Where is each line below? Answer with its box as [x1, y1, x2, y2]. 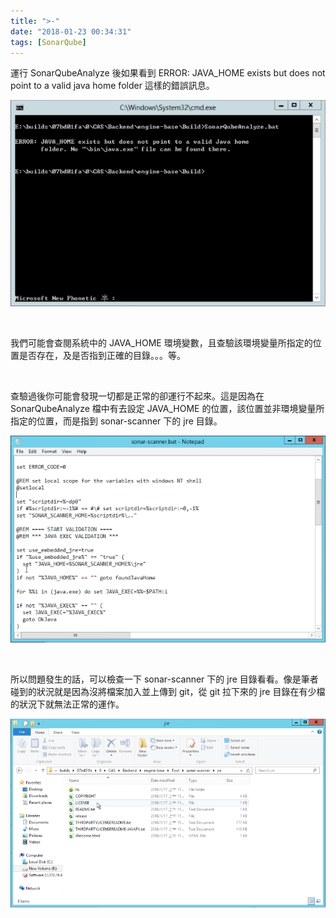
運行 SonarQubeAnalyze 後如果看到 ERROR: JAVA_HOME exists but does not [10, 67, 326, 79]
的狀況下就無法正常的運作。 [10, 698, 125, 710]
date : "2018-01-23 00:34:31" [10, 26, 132, 37]
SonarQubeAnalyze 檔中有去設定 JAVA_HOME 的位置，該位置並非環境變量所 [10, 402, 325, 414]
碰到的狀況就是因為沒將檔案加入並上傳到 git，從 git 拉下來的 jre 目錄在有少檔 [10, 686, 326, 698]
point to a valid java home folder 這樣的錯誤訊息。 [10, 80, 215, 92]
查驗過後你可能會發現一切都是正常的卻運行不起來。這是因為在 [10, 390, 265, 402]
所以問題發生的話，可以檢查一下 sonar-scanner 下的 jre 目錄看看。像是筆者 [10, 673, 319, 685]
